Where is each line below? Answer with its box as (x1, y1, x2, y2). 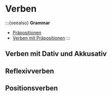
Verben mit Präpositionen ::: (12, 35, 70, 41)
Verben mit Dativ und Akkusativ (5, 50, 107, 58)
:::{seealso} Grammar (5, 20, 50, 26)
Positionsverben (5, 84, 58, 92)
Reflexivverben (5, 67, 54, 75)
